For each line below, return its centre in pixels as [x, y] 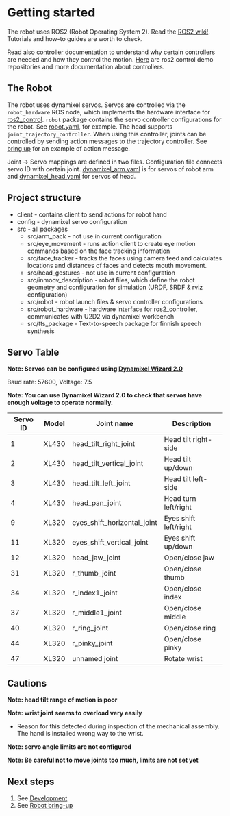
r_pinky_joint [92, 643]
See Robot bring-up [45, 805]
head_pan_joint [97, 503]
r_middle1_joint [97, 613]
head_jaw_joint [96, 558]
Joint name [114, 424]
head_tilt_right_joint [103, 444]
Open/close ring [190, 628]
